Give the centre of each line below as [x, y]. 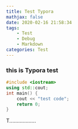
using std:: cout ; [27, 88]
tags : [13, 28]
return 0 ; [29, 104]
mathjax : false [25, 17]
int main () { [22, 93]
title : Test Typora [30, 11]
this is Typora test [32, 70]
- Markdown [30, 45]
